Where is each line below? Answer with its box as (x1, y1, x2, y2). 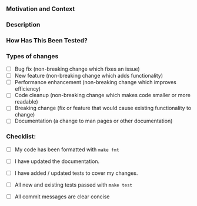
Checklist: (6, 132, 36, 141)
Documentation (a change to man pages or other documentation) (14, 117, 173, 125)
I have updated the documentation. (14, 158, 100, 165)
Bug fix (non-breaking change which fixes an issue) (14, 65, 140, 72)
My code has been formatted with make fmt (14, 146, 119, 153)
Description (6, 20, 41, 28)
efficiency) (14, 85, 41, 92)
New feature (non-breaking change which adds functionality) (14, 72, 163, 79)
